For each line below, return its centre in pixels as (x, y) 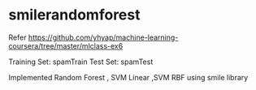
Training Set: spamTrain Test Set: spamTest (81, 62)
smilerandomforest (74, 15)
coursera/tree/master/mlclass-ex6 (66, 45)
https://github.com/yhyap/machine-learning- (103, 37)
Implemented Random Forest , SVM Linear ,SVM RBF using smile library (128, 77)
